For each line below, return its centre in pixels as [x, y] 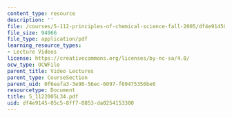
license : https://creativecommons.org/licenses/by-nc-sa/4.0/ [98, 58]
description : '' [30, 20]
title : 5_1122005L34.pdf [43, 97]
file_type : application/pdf [48, 39]
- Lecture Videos [32, 52]
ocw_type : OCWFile [33, 65]
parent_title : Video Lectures [51, 71]
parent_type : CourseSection [48, 77]
